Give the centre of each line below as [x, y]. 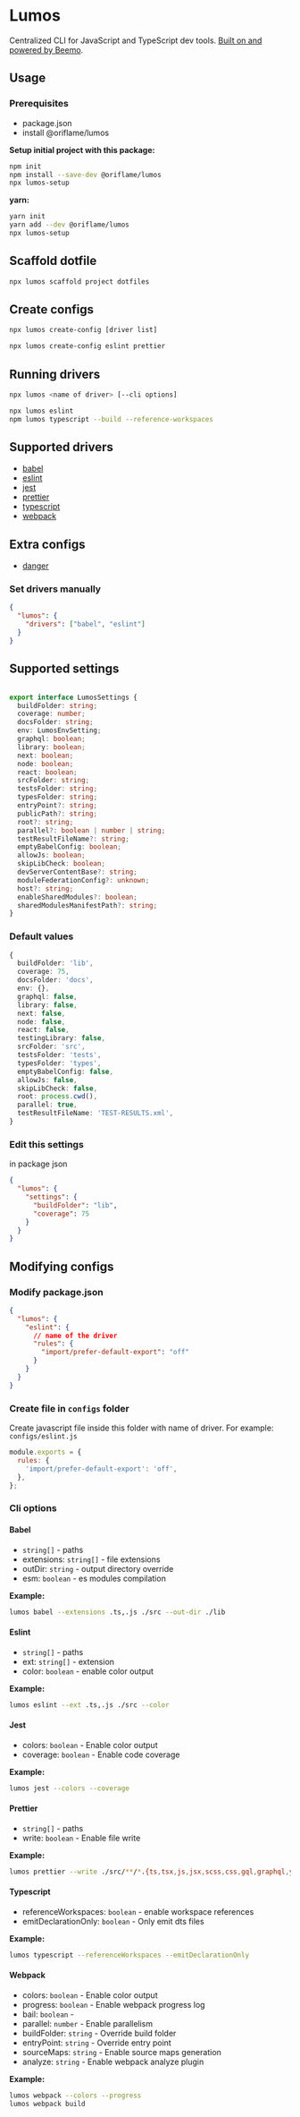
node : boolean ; [46, 764]
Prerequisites [39, 104]
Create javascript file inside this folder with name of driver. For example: [142, 1428]
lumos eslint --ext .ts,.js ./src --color [89, 1705]
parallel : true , [47, 1105]
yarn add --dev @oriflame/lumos [69, 225]
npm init [25, 166]
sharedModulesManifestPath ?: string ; [87, 905]
